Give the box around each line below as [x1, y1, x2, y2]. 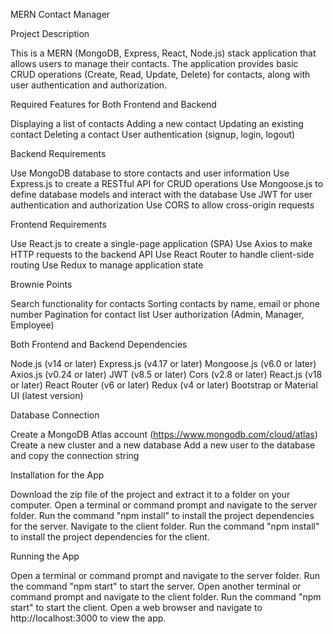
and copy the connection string [10, 450, 140, 461]
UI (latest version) [10, 390, 84, 401]
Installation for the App [10, 469, 105, 481]
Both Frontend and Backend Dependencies [10, 339, 188, 350]
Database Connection [10, 409, 100, 421]
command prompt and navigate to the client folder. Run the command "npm [10, 591, 322, 603]
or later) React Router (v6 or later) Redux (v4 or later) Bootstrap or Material [10, 379, 318, 391]
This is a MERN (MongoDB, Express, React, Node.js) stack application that [10, 47, 317, 59]
